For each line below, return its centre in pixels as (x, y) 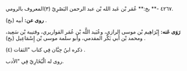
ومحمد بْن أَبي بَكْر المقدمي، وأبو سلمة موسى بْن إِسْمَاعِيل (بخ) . (76, 38)
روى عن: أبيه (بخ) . (26, 20)
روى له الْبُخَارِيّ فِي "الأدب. (35, 61)
